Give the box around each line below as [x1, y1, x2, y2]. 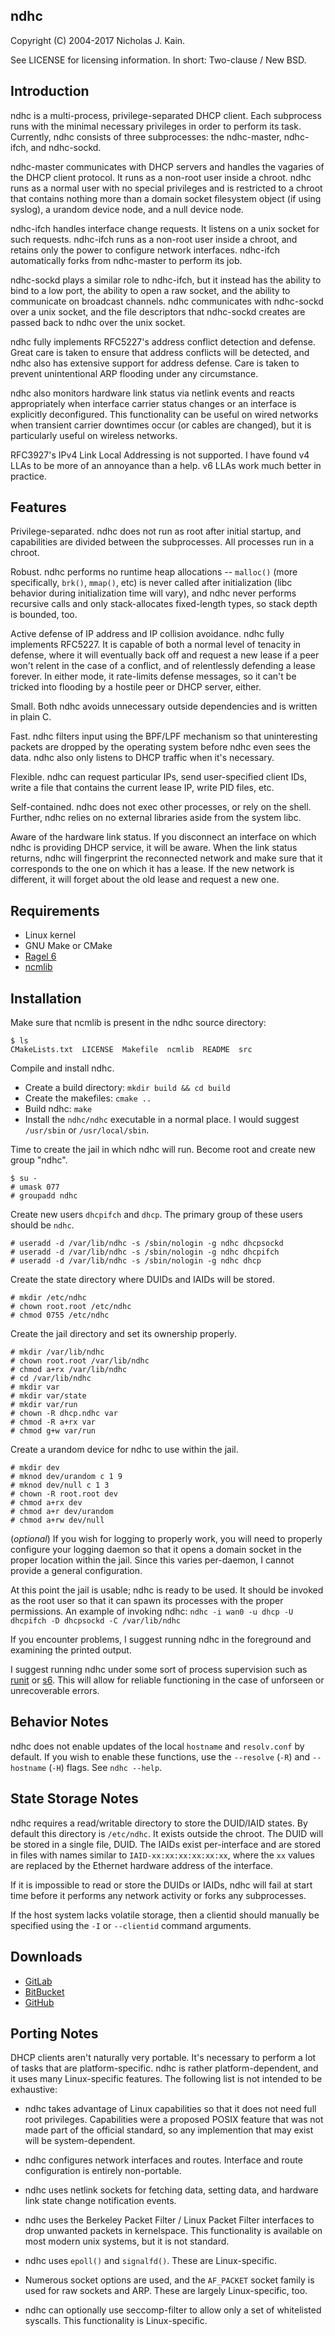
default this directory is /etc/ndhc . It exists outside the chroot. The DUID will [10, 1827, 324, 1839]
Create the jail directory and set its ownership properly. [10, 1328, 237, 1340]
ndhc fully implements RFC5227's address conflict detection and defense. [10, 335, 316, 348]
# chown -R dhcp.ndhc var [10, 1409, 118, 1419]
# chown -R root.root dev [10, 1489, 118, 1499]
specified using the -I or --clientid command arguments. [10, 1919, 252, 1931]
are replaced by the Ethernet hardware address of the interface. [10, 1859, 274, 1871]
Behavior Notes [10, 1714, 109, 1731]
